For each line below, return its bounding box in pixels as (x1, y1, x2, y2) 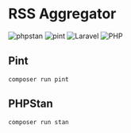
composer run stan (8, 118, 69, 126)
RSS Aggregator (8, 5, 117, 23)
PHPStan (8, 97, 53, 111)
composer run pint (8, 75, 69, 84)
